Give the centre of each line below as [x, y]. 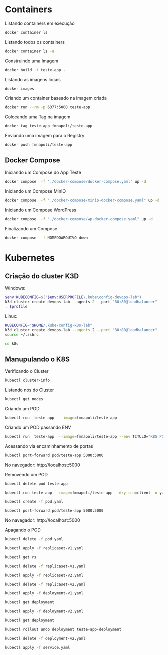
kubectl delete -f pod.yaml [34, 539]
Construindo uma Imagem [32, 61]
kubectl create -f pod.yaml [34, 502]
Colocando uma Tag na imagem [38, 117]
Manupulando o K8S [37, 359]
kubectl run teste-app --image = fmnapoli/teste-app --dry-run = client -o [81, 493]
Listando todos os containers [35, 42]
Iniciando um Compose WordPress [41, 210]
